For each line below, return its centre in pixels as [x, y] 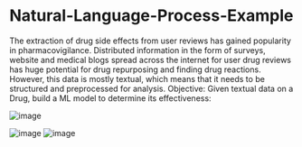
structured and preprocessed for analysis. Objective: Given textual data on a [151, 88]
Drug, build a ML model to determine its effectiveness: [110, 98]
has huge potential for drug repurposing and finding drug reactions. [135, 69]
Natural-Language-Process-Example [151, 16]
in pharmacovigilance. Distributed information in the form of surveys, [138, 50]
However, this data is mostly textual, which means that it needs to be [137, 78]
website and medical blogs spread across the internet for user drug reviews [151, 60]
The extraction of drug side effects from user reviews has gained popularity [151, 41]
